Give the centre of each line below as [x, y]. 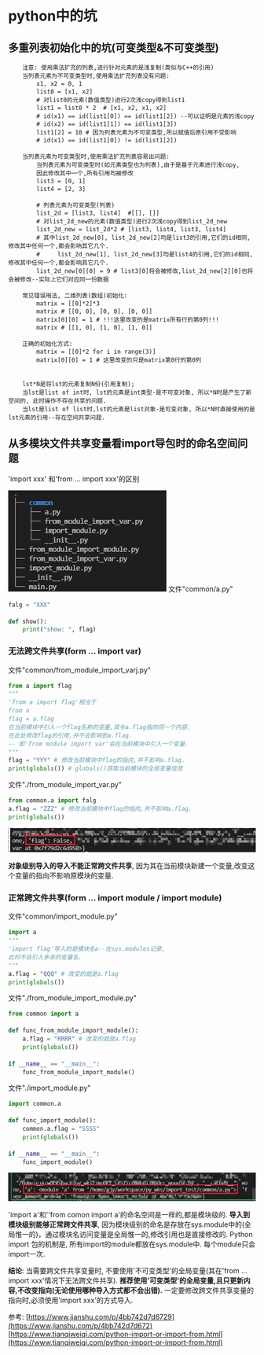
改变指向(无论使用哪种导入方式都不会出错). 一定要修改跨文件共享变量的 [139, 1290]
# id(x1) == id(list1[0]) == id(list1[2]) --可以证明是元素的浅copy [145, 116]
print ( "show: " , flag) [59, 630]
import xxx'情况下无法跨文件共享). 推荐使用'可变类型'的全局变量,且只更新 [126, 1280]
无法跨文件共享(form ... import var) [75, 651]
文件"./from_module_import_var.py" [65, 785]
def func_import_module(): [52, 1121]
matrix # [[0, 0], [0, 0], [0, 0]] [95, 311]
